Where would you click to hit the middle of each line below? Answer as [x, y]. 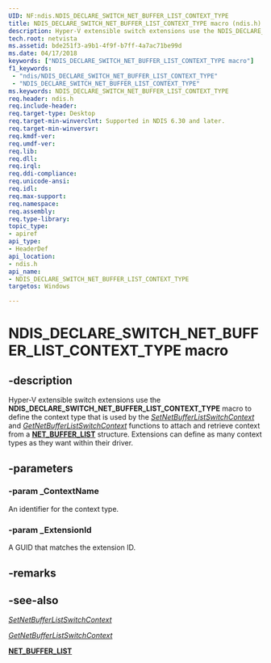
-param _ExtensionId [50, 530]
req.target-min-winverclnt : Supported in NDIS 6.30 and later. [117, 121]
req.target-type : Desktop [52, 114]
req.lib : [23, 151]
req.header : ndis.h [41, 99]
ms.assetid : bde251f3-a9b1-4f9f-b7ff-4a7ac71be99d [95, 46]
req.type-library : [39, 219]
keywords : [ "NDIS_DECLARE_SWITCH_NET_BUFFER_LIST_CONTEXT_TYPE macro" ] [131, 61]
